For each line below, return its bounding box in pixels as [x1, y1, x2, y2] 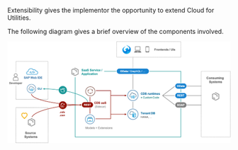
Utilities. [7, 13, 31, 22]
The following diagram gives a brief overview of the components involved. [7, 28, 225, 35]
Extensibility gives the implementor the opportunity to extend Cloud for [7, 6, 215, 14]
